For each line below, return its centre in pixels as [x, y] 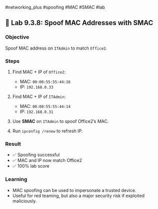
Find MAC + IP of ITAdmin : [39, 96]
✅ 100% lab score [31, 166]
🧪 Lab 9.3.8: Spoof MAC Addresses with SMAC [79, 23]
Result [13, 143]
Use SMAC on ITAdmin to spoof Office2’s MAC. [61, 121]
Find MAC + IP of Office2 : [39, 71]
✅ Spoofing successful [36, 155]
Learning [16, 179]
